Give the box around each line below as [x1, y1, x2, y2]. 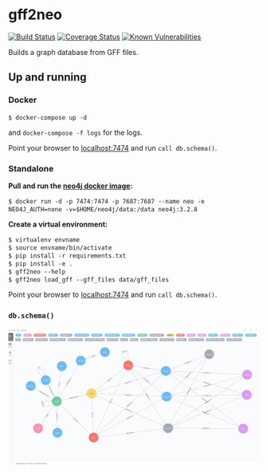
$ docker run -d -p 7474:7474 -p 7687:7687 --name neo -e [8, 197, 205, 205]
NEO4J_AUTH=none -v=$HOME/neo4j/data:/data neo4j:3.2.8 [8, 205, 198, 213]
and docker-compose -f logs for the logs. [8, 128, 143, 137]
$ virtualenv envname [8, 235, 80, 244]
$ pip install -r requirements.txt [8, 251, 127, 260]
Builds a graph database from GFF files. [8, 47, 139, 57]
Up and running [8, 70, 87, 85]
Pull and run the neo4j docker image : [8, 181, 133, 191]
